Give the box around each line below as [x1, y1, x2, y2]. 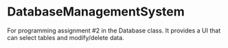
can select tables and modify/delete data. [7, 33, 125, 41]
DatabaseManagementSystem [7, 4, 185, 20]
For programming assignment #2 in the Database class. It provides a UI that [7, 26, 221, 34]
